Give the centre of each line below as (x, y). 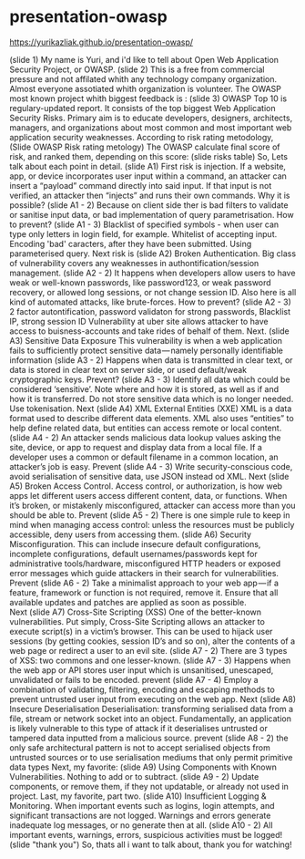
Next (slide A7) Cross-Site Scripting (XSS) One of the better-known (136, 612)
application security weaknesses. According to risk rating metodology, (142, 137)
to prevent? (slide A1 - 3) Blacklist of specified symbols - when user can (144, 224)
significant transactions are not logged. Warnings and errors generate (140, 815)
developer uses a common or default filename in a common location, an (144, 457)
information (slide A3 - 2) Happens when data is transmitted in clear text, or (151, 360)
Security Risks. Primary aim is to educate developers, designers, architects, (151, 118)
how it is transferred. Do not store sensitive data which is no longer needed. (152, 398)
